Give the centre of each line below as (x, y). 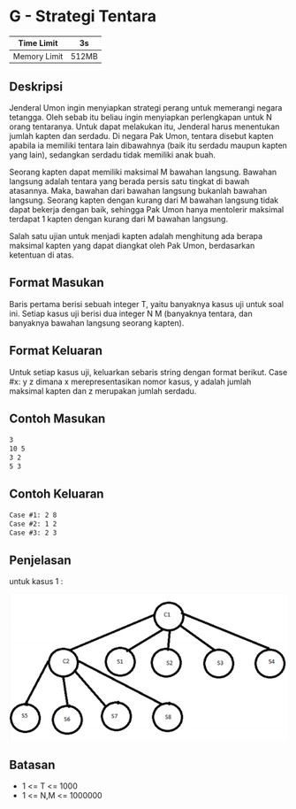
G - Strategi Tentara (83, 16)
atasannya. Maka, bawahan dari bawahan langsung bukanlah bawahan (138, 191)
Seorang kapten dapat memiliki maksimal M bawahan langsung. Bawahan (143, 172)
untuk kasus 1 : (36, 582)
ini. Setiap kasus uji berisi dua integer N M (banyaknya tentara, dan (131, 313)
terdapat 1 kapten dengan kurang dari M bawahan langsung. (118, 219)
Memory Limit (38, 56)
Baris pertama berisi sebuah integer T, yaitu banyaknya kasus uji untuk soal (147, 304)
